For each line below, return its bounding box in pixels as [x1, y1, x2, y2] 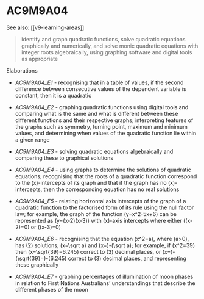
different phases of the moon [15, 286, 88, 293]
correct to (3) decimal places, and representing [68, 254, 187, 262]
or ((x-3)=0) [30, 223, 61, 231]
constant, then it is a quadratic [15, 92, 92, 99]
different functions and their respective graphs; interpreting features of [15, 117, 194, 124]
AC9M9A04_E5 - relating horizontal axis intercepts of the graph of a [15, 197, 186, 204]
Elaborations [6, 67, 38, 74]
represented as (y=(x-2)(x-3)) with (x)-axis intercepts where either [15, 217, 182, 224]
